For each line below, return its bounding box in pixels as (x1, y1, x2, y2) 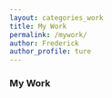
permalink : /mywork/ (9, 30, 88, 39)
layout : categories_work (9, 13, 104, 23)
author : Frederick (9, 38, 79, 48)
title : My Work (9, 22, 67, 31)
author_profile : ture (9, 47, 92, 56)
